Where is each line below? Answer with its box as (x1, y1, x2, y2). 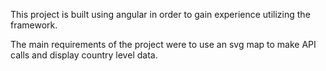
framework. (10, 19, 58, 31)
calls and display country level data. (10, 49, 158, 61)
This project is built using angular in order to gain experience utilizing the (10, 9, 311, 20)
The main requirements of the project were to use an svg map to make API (10, 39, 317, 50)
